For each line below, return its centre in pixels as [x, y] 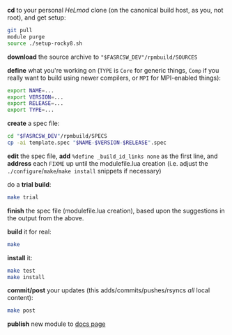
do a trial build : [29, 184]
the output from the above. [46, 218]
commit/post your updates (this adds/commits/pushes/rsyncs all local [109, 290]
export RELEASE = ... [36, 104]
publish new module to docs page [56, 324]
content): [20, 298]
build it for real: [29, 231]
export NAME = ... [31, 90]
